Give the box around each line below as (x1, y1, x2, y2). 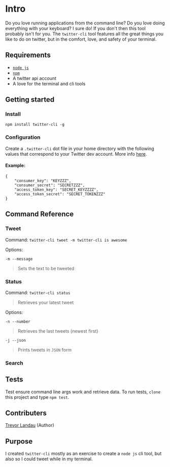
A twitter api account (12, 75, 57, 81)
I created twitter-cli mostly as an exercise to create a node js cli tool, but (5, 451, 162, 457)
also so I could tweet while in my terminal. (5, 456, 93, 462)
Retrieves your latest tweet (17, 299, 74, 305)
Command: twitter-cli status (5, 289, 71, 296)
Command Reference (5, 210, 74, 219)
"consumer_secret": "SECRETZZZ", (14, 183, 85, 188)
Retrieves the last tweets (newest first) (17, 328, 98, 334)
